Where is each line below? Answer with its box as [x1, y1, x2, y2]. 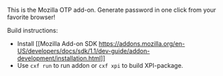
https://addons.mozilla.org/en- [98, 40, 185, 47]
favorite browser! [7, 13, 56, 21]
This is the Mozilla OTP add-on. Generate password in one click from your [7, 6, 216, 14]
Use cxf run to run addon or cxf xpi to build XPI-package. [16, 62, 184, 69]
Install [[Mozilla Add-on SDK [16, 40, 97, 47]
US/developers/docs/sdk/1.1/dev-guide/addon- [16, 47, 150, 55]
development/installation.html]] [16, 54, 106, 62]
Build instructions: [7, 27, 58, 34]
